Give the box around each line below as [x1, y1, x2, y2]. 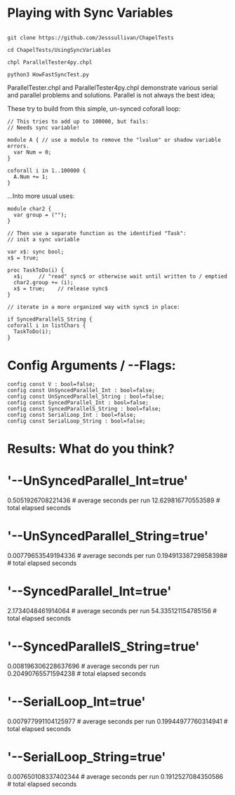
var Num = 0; [13, 149, 52, 156]
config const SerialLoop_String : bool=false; [7, 417, 146, 425]
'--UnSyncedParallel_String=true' [7, 528, 209, 545]
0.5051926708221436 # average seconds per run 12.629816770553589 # [7, 496, 220, 505]
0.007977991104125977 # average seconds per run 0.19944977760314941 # [7, 717, 228, 726]
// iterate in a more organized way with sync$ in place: [7, 303, 180, 310]
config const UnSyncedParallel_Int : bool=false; [7, 387, 156, 394]
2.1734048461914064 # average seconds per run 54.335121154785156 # [7, 606, 217, 615]
